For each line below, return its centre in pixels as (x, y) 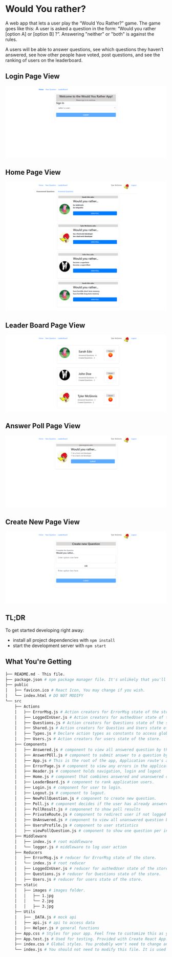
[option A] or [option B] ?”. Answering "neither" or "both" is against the (80, 34)
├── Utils (25, 912)
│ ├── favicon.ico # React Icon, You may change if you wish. (75, 690)
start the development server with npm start (59, 646)
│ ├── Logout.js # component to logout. (60, 793)
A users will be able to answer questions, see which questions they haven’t (84, 49)
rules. (11, 39)
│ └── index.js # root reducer (50, 863)
